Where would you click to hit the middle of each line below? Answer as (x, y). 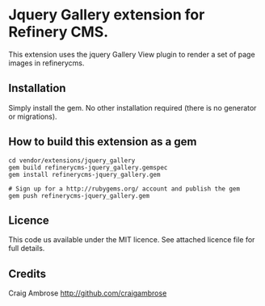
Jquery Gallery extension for (107, 15)
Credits (27, 273)
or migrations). (33, 116)
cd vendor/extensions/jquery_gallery (72, 160)
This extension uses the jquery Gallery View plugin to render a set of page (132, 54)
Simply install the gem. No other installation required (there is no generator (132, 107)
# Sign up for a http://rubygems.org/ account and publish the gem (124, 189)
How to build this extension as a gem (103, 142)
